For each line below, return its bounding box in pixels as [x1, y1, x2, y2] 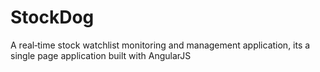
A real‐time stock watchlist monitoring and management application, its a [10, 39, 311, 51]
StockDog [10, 6, 95, 29]
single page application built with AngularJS [10, 49, 192, 61]
